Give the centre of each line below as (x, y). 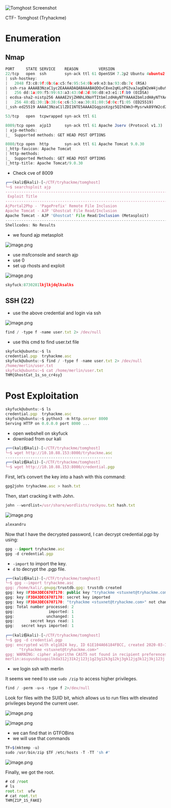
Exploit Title (22, 197)
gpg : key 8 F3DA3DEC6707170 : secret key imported (58, 597)
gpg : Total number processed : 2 (39, 607)
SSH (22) (20, 301)
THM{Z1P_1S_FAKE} (24, 801)
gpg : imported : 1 (39, 611)
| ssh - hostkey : (21, 78)
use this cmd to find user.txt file (46, 342)
